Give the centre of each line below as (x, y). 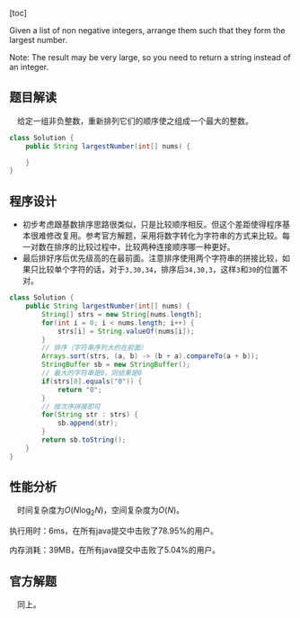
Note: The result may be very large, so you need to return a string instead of (150, 57)
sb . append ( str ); (88, 423)
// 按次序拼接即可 (71, 407)
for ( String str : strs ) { (90, 415)
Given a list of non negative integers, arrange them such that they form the (147, 30)
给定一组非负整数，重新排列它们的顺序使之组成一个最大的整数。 (135, 121)
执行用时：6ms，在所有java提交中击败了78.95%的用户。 (114, 531)
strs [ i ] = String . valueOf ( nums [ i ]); (126, 331)
